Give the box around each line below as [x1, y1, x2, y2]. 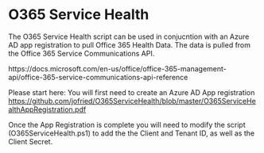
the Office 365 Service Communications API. [8, 48, 155, 58]
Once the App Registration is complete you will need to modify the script [8, 120, 246, 129]
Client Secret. [8, 136, 53, 146]
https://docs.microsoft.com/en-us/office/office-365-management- [8, 63, 227, 73]
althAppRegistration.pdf [8, 105, 87, 114]
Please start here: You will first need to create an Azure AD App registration [8, 87, 255, 97]
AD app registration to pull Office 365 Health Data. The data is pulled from [8, 40, 251, 49]
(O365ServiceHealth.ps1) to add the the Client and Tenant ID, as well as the [8, 128, 255, 138]
